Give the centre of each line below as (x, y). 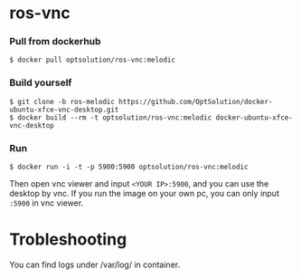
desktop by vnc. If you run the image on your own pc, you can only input (145, 194)
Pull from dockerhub (55, 42)
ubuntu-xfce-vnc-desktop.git (64, 110)
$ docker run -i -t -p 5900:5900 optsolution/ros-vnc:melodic (129, 167)
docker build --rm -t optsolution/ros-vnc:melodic (115, 117)
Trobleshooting (68, 240)
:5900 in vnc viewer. (47, 203)
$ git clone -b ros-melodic (62, 101)
